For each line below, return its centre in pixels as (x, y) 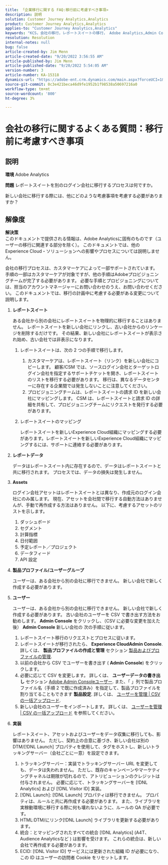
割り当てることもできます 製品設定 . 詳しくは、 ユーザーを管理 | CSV (90, 694)
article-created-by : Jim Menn (37, 52)
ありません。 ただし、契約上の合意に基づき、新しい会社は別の (85, 741)
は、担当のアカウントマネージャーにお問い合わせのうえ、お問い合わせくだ (82, 287)
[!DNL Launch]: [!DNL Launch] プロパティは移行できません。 (82, 795)
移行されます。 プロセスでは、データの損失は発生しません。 (83, 472)
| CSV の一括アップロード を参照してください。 (68, 713)
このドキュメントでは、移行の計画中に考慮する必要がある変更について (87, 293)
